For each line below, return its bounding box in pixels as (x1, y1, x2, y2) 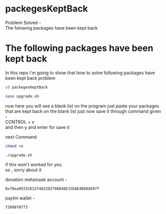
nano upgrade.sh (5, 94, 39, 99)
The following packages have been (5, 43, 153, 54)
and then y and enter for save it (5, 124, 70, 130)
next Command (5, 134, 37, 140)
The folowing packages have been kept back (5, 25, 98, 31)
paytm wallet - (5, 195, 35, 201)
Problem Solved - (5, 20, 41, 26)
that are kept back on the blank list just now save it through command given (5, 108, 161, 114)
